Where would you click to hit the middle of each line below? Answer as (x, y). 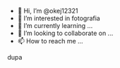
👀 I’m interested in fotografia (59, 18)
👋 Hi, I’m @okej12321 (48, 11)
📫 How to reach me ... (50, 41)
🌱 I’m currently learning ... (55, 26)
